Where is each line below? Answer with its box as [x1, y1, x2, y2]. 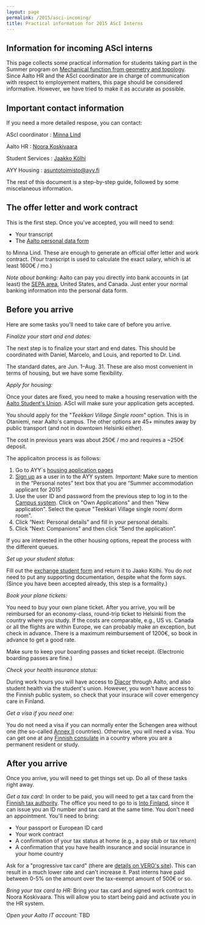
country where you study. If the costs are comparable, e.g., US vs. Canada [6, 616, 194, 624]
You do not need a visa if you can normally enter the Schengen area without [6, 721, 198, 728]
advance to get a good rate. [6, 636, 76, 643]
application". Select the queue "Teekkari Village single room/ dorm [15, 505, 183, 512]
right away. [6, 781, 35, 789]
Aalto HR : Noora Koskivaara [6, 143, 77, 150]
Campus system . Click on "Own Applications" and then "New [15, 499, 170, 506]
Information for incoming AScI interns [6, 43, 153, 53]
